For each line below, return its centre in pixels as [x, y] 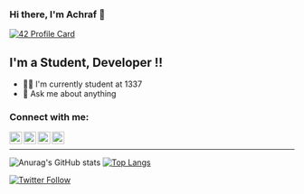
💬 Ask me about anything [69, 94]
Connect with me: [49, 117]
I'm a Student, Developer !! [86, 62]
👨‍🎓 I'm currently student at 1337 [82, 84]
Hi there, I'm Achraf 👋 [57, 14]
